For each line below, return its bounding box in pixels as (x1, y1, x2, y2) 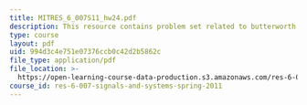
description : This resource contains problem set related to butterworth (9, 22, 297, 31)
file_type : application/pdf (9, 56, 117, 65)
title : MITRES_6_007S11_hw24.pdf (9, 13, 137, 23)
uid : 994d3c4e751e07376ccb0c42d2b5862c (9, 47, 162, 57)
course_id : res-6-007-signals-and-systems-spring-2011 (9, 81, 223, 90)
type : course (9, 30, 59, 39)
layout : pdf (9, 38, 55, 48)
